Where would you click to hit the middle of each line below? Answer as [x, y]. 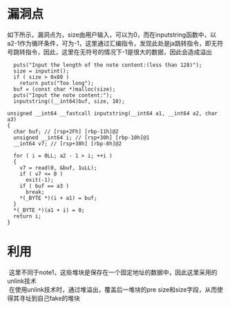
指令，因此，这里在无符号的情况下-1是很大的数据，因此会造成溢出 [119, 52]
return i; [27, 216]
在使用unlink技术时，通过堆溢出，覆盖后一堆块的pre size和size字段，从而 [113, 289]
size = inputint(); [41, 71]
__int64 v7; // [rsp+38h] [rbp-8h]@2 [68, 143]
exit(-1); [39, 180]
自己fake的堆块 [59, 298]
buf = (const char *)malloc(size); [65, 89]
